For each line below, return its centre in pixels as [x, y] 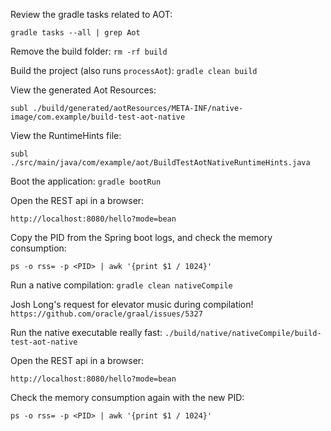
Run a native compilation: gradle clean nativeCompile [121, 285]
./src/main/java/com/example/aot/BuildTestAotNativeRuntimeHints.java [160, 163]
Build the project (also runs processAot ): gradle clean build [134, 70]
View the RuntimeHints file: [66, 135]
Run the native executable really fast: [86, 332]
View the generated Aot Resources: [83, 90]
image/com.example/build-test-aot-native [98, 117]
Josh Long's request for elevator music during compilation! [132, 304]
